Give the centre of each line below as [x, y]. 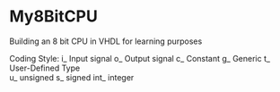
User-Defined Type [45, 68]
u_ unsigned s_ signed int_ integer [72, 77]
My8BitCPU [54, 17]
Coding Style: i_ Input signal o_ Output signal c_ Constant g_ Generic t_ [140, 58]
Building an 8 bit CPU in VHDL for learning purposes [106, 41]
